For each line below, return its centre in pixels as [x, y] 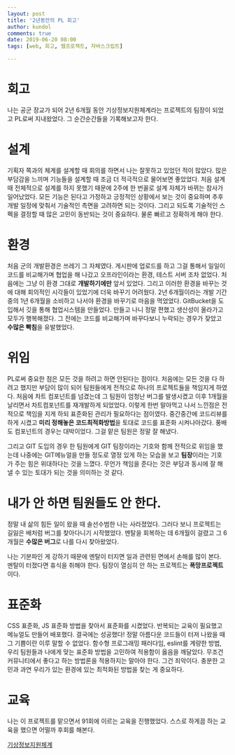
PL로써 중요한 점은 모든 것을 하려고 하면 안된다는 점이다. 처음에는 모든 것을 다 [113, 378]
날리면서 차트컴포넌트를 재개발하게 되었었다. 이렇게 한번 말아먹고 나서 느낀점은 [114, 405]
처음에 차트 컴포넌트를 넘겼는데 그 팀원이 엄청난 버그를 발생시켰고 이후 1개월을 [122, 396]
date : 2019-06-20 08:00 [42, 40]
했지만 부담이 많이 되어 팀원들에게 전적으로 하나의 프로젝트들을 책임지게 [117, 387]
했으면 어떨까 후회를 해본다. [58, 730]
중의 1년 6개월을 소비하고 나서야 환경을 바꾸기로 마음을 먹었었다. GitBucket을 [112, 300]
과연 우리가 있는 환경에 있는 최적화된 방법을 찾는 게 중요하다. [102, 669]
